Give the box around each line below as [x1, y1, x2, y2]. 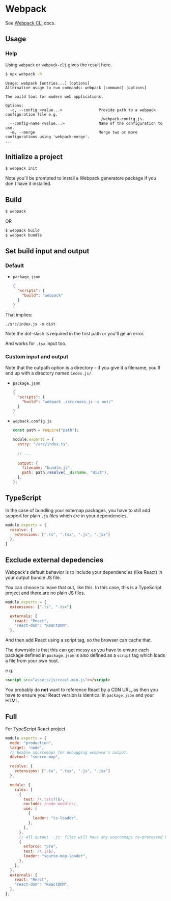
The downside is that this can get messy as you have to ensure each [5, 647, 149, 653]
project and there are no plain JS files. [5, 590, 85, 596]
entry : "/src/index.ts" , [17, 442, 70, 447]
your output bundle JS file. [5, 574, 61, 580]
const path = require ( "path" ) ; [12, 428, 79, 433]
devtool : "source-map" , [10, 755, 60, 760]
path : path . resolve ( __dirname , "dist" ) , [22, 470, 109, 475]
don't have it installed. [5, 180, 52, 187]
